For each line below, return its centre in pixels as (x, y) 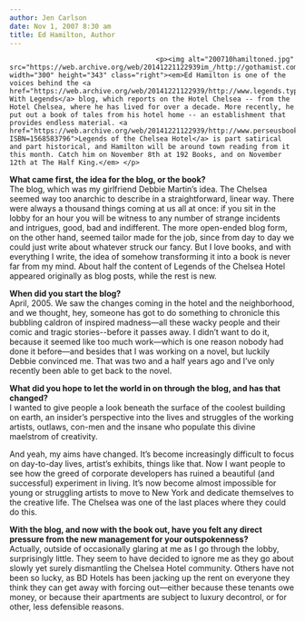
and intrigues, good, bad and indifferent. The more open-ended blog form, (148, 228)
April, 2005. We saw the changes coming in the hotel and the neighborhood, (152, 303)
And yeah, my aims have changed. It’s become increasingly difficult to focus (152, 454)
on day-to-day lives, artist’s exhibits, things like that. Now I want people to (148, 464)
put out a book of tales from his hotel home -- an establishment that (148, 115)
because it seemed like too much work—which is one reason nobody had (147, 342)
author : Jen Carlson (49, 18)
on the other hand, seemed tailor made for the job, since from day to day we (152, 238)
